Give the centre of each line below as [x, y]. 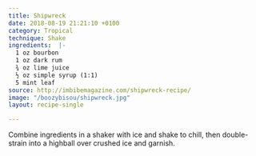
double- [235, 135]
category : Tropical [41, 30]
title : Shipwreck [37, 16]
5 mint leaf [36, 82]
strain [18, 143]
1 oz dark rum [39, 61]
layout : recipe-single [46, 105]
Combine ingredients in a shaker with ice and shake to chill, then [114, 135]
